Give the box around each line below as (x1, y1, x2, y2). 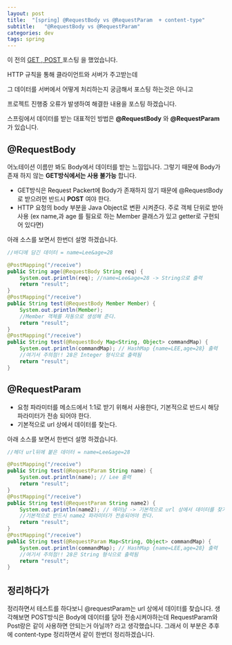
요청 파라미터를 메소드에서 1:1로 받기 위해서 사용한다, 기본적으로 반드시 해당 (17, 402, 220, 411)
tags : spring (7, 36, 45, 43)
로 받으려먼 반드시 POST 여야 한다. (17, 194, 112, 203)
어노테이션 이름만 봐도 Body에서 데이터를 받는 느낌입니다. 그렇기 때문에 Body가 (7, 162, 221, 171)
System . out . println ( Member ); (19, 306, 104, 313)
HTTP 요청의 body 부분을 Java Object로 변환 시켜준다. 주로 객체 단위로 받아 (17, 203, 224, 212)
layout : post (7, 10, 45, 17)
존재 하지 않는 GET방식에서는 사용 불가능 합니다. (7, 171, 137, 180)
